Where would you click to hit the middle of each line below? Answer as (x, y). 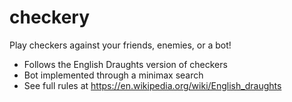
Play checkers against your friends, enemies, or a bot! (120, 45)
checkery (50, 17)
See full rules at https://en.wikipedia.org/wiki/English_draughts (152, 85)
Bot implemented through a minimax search (113, 75)
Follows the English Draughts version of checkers (125, 64)
